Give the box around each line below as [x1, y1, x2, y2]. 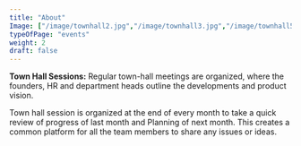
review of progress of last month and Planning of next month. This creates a [9, 117, 290, 128]
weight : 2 [9, 38, 47, 47]
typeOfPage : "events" [9, 30, 90, 39]
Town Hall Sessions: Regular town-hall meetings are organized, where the [9, 71, 285, 82]
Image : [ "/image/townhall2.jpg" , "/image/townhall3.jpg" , [9, 21, 227, 30]
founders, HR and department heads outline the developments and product [9, 81, 287, 91]
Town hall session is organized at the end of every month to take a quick [9, 107, 277, 118]
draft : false [9, 47, 58, 56]
